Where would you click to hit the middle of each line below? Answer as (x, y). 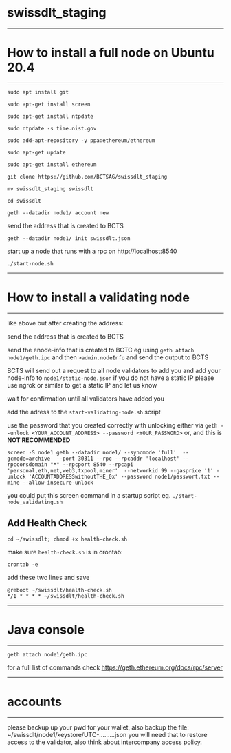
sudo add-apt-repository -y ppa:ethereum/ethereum (81, 140)
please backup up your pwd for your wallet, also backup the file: (98, 727)
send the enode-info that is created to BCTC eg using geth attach (101, 350)
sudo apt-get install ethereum (52, 164)
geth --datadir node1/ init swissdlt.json (69, 238)
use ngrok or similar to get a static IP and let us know (82, 385)
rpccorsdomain (27, 464)
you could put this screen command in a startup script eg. (89, 495)
